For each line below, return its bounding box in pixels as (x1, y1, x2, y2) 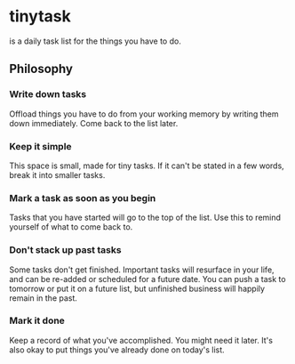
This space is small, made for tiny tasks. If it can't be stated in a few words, (9, 160, 284, 171)
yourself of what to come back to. (9, 222, 133, 232)
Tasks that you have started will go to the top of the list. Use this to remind (9, 212, 282, 223)
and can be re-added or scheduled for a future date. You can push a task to (9, 273, 286, 284)
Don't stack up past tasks (9, 244, 122, 256)
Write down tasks (9, 88, 87, 101)
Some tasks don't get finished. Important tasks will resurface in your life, (9, 264, 275, 275)
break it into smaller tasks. (9, 169, 106, 180)
